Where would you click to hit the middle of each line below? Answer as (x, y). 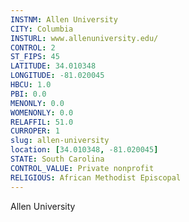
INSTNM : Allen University (64, 19)
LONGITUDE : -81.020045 (57, 76)
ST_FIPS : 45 (35, 57)
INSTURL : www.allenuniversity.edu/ (84, 38)
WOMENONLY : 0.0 (42, 112)
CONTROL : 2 (33, 47)
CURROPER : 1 (35, 131)
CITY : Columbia (42, 29)
